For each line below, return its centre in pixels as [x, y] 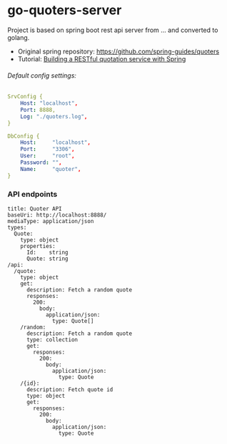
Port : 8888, [38, 110]
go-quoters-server [65, 10]
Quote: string [47, 259]
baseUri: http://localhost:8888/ [57, 215]
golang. [19, 37]
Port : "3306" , [47, 149]
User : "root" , [47, 156]
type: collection [52, 340]
